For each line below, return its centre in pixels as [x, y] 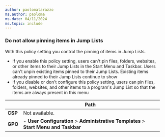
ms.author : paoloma [25, 14]
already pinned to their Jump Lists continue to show [65, 76]
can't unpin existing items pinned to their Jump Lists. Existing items [80, 71]
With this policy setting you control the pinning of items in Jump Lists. [75, 51]
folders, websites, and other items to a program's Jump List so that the [84, 87]
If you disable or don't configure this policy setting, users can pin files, [83, 82]
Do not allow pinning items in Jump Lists [54, 41]
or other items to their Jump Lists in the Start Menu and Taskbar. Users [84, 66]
